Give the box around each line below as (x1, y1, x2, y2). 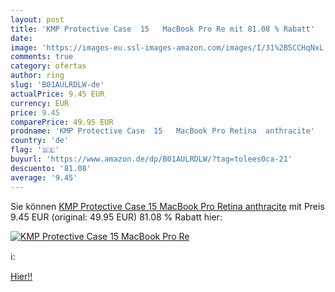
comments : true (10, 52, 74, 62)
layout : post (10, 14, 65, 25)
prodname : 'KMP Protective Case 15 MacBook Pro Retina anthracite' (10, 126, 315, 136)
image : (10, 42, 38, 53)
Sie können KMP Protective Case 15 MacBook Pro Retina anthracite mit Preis (10, 200, 325, 212)
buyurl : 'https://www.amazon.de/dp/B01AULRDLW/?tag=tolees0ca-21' (10, 154, 293, 164)
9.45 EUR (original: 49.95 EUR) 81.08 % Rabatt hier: (10, 211, 223, 223)
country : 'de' (10, 136, 70, 146)
